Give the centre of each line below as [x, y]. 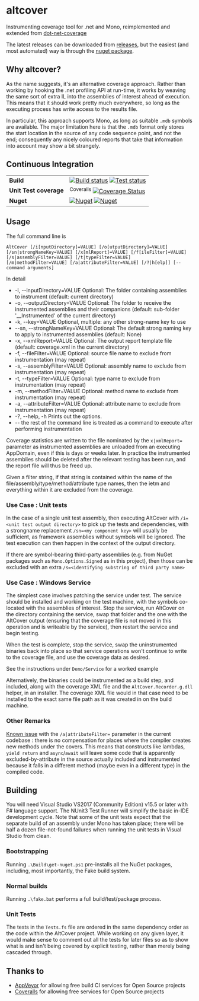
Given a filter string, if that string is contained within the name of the [89, 477]
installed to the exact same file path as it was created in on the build [89, 699]
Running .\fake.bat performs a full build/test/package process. [84, 899]
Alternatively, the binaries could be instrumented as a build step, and [90, 680]
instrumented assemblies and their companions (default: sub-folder [97, 309]
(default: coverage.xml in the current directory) [72, 347]
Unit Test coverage [36, 190]
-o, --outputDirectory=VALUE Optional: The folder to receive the [93, 302]
